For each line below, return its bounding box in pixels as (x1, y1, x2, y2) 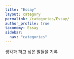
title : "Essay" (5, 7, 37, 12)
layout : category (5, 12, 41, 17)
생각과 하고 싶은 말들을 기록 (5, 49, 58, 55)
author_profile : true (5, 21, 50, 26)
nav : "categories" (9, 35, 48, 40)
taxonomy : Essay (5, 26, 38, 30)
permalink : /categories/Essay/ (5, 16, 70, 21)
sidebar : (5, 30, 23, 35)
